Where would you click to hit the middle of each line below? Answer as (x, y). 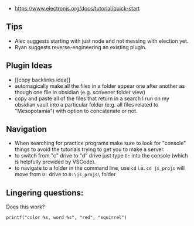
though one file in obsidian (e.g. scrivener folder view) (80, 92)
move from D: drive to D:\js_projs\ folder (65, 174)
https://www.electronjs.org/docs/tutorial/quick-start (77, 8)
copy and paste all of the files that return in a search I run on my (92, 98)
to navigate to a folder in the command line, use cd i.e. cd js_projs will (100, 168)
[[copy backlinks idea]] (42, 80)
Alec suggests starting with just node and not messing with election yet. (101, 41)
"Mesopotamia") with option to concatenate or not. (76, 111)
